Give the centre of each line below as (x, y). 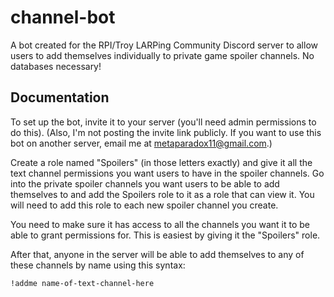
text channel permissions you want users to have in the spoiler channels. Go (167, 173)
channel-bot (63, 17)
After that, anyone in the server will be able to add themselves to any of (157, 254)
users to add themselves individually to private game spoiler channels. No (162, 55)
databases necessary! (56, 66)
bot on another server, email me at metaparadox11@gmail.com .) (141, 143)
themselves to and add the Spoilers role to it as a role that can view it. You (162, 194)
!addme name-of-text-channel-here (82, 283)
